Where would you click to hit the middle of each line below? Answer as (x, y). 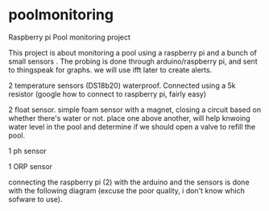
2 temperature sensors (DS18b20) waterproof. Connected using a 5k (122, 85)
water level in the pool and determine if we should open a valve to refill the (132, 126)
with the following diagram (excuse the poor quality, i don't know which (127, 190)
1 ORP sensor (31, 166)
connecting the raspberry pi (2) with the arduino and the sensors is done (129, 182)
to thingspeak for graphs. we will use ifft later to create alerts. (110, 69)
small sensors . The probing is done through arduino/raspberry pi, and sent (133, 61)
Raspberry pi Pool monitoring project (70, 37)
